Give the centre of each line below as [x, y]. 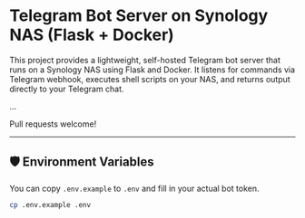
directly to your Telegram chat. [67, 89]
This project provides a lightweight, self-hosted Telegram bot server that [145, 60]
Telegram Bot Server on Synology [139, 16]
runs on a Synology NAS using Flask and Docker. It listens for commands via [152, 70]
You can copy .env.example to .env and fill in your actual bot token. [135, 188]
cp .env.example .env [50, 204]
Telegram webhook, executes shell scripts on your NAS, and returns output [150, 79]
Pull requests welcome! [53, 124]
